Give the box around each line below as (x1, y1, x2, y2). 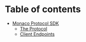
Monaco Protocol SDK (12, 20, 59, 26)
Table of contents (5, 4, 81, 15)
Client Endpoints (19, 31, 55, 37)
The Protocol (19, 25, 48, 31)
